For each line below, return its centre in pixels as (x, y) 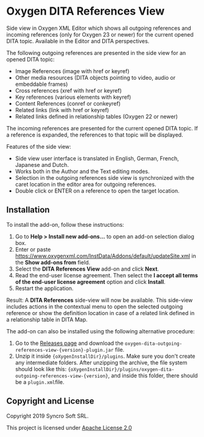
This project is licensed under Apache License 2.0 (69, 427)
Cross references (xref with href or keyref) (68, 90)
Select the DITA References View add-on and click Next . (87, 269)
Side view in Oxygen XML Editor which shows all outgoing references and (99, 28)
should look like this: (41, 369)
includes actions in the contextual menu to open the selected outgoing (95, 307)
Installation (28, 210)
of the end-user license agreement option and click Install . (90, 282)
